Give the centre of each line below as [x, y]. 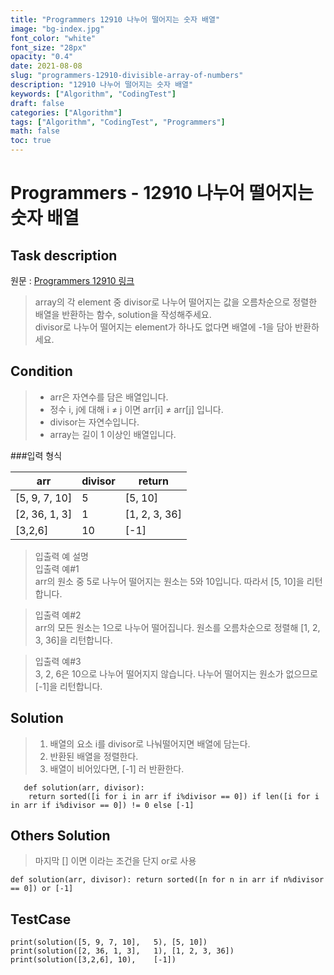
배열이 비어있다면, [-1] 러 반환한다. [117, 768]
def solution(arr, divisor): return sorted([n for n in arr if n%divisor [167, 880]
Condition [41, 371]
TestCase [41, 919]
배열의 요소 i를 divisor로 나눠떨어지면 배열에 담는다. [150, 743]
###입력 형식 [36, 455]
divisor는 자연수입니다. [94, 422]
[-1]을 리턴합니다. [68, 686]
